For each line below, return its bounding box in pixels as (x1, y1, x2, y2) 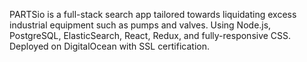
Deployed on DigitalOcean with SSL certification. (9, 40, 210, 52)
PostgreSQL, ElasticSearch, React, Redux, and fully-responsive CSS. (9, 30, 292, 41)
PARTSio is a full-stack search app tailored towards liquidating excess (9, 9, 297, 20)
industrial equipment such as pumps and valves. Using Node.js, (9, 19, 272, 31)
